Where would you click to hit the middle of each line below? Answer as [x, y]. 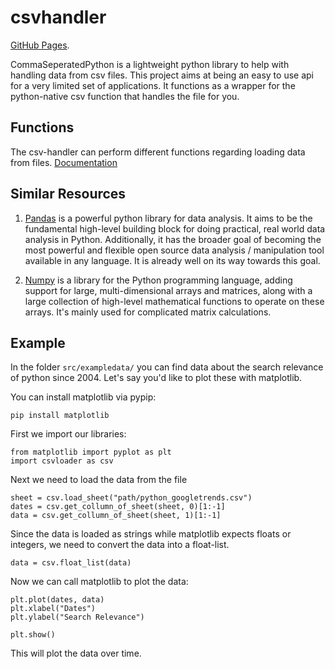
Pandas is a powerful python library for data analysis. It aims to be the [168, 218]
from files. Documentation [64, 162]
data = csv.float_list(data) [71, 563]
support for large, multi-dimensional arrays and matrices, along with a [168, 290]
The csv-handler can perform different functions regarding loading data [158, 152]
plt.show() [33, 635]
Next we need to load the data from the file [99, 480]
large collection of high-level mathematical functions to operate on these [174, 301]
